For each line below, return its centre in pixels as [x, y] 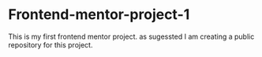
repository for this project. [51, 44]
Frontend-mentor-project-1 [99, 15]
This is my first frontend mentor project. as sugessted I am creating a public [131, 36]
